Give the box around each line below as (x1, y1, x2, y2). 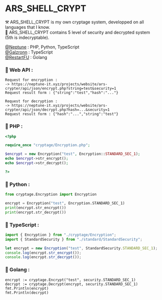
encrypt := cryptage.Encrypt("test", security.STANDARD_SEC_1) (5, 277, 136, 282)
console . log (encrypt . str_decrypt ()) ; (5, 255, 82, 260)
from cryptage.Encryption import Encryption (5, 192, 97, 197)
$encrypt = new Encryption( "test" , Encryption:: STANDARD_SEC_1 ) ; (5, 151, 140, 156)
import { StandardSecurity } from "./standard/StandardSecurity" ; (5, 237, 143, 242)
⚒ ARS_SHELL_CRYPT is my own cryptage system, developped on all (5, 19, 144, 25)
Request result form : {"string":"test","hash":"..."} (5, 91, 119, 95)
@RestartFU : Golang (5, 54, 47, 60)
